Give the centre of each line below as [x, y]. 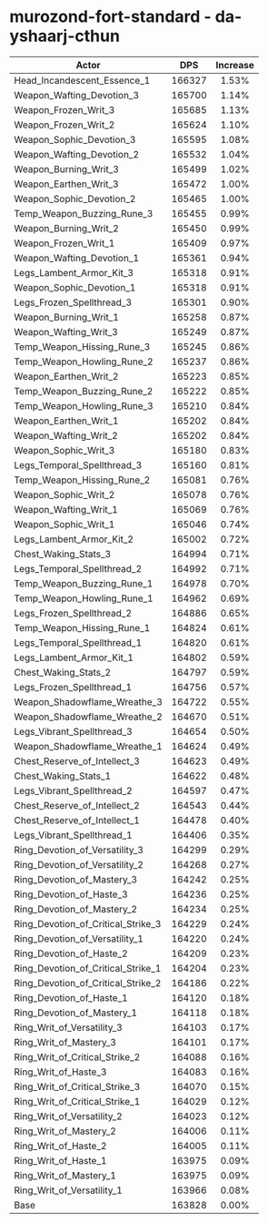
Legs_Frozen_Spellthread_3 [73, 302]
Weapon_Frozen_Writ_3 [65, 109]
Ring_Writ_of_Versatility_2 [68, 1116]
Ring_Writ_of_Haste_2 [60, 1146]
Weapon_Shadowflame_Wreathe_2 [89, 717]
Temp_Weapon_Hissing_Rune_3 [82, 346]
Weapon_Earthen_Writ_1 [66, 421]
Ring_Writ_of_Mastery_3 [65, 1042]
